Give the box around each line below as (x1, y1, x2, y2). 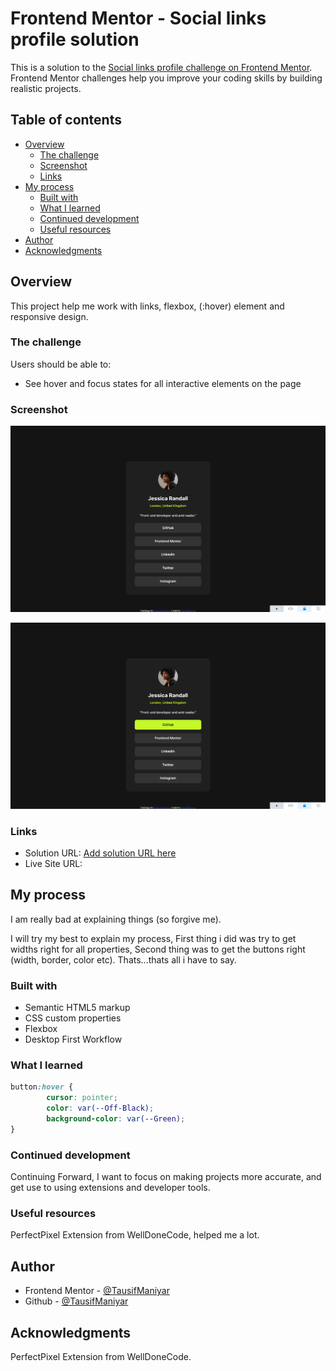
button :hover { (10, 1082, 74, 1092)
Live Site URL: (24, 857, 83, 869)
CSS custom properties (24, 1012, 122, 1024)
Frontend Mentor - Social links (10, 7, 267, 30)
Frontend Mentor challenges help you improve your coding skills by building (10, 72, 323, 84)
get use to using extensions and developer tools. (10, 1182, 211, 1194)
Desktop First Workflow (24, 1033, 123, 1046)
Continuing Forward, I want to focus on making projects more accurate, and (10, 1171, 322, 1183)
